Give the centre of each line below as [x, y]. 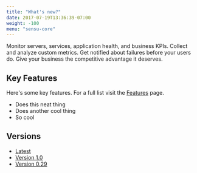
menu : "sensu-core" [31, 29]
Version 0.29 [31, 164]
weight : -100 [23, 23]
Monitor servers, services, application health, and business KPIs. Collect [97, 46]
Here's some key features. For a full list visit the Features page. [85, 93]
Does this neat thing [40, 104]
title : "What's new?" [34, 12]
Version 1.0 [29, 157]
